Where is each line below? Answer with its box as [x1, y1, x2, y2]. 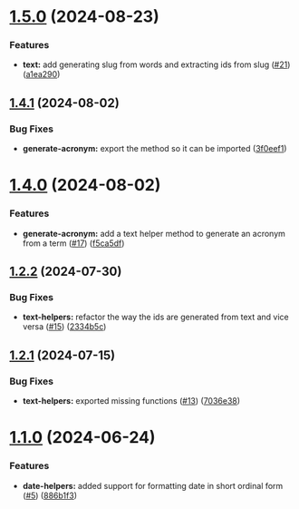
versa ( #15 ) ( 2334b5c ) [22, 321, 107, 332]
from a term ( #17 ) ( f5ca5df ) [22, 238, 125, 249]
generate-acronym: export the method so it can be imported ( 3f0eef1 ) [22, 143, 287, 154]
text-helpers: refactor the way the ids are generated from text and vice [22, 311, 290, 323]
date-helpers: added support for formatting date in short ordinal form [22, 480, 284, 491]
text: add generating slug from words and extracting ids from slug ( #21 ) [22, 59, 291, 70]
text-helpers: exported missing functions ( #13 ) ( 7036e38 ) [22, 396, 241, 406]
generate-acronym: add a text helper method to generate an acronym [22, 228, 285, 239]
